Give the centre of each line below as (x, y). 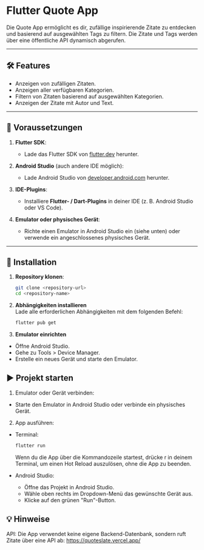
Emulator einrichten (41, 334)
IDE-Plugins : (31, 189)
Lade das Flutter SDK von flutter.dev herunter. (81, 154)
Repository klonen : (39, 277)
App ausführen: (35, 423)
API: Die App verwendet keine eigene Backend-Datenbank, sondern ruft (96, 534)
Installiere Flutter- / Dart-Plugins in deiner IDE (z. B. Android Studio (108, 201)
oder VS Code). (43, 208)
